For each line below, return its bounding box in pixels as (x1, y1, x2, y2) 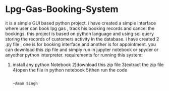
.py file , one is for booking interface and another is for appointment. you (5, 41, 156, 47)
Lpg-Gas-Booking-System (5, 3, 119, 15)
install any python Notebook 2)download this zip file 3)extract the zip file (12, 61, 164, 67)
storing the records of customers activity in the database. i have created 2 (5, 36, 159, 42)
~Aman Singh (12, 81, 38, 86)
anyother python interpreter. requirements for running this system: (5, 51, 143, 58)
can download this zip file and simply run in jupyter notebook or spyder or (5, 46, 159, 52)
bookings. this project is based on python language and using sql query (5, 30, 154, 36)
